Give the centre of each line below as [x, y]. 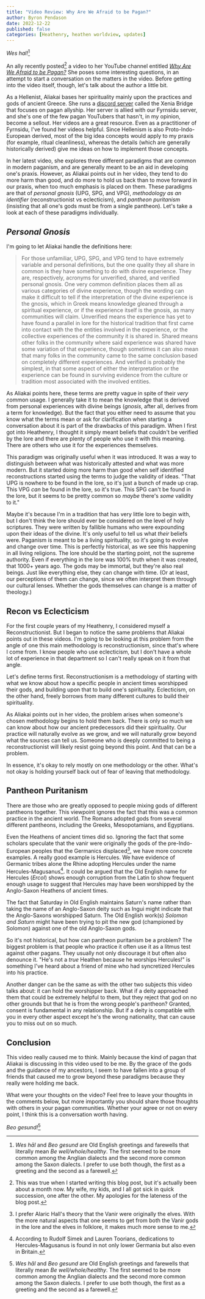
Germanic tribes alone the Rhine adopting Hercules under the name [91, 863]
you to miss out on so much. [42, 1023]
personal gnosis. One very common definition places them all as [102, 284]
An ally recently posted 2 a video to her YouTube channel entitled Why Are [99, 65]
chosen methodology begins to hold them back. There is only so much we [99, 721]
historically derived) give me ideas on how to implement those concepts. [98, 149]
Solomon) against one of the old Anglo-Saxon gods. [72, 929]
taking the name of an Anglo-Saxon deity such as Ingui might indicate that [99, 909]
